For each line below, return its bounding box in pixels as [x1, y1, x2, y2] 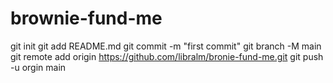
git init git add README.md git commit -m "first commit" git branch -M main [10, 40, 322, 52]
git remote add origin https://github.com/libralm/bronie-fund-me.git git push [10, 50, 324, 62]
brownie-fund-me [10, 7, 163, 30]
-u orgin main [10, 61, 67, 73]
